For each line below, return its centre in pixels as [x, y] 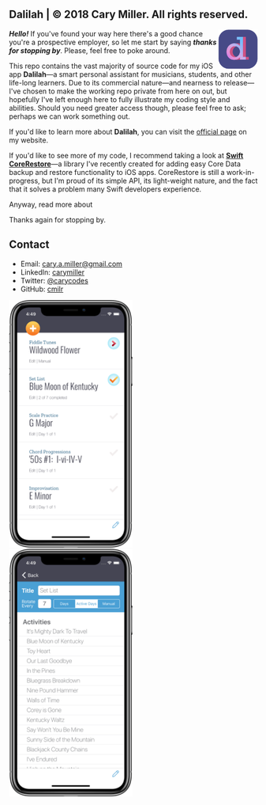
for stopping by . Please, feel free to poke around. [90, 50]
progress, [24, 180]
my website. [29, 140]
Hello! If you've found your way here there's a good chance [106, 33]
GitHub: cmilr [42, 289]
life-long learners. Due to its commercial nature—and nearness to [115, 82]
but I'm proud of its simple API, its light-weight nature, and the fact [150, 180]
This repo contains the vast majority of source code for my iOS [111, 66]
